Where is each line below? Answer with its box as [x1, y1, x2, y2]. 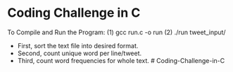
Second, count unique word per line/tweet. [17, 49, 142, 57]
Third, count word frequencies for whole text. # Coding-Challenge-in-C [17, 56, 225, 64]
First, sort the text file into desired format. [17, 41, 139, 50]
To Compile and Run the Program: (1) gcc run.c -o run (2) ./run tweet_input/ [7, 28, 227, 36]
